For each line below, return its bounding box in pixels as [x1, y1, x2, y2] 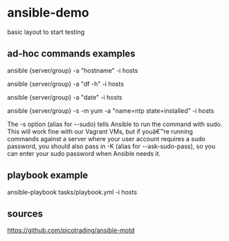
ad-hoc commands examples [7, 48, 136, 60]
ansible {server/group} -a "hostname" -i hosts [7, 66, 138, 74]
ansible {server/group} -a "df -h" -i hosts [7, 80, 125, 88]
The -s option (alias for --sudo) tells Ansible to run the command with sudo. [7, 120, 223, 128]
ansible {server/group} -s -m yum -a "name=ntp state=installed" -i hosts [7, 106, 214, 115]
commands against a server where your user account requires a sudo [7, 134, 205, 143]
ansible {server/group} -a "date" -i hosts [7, 93, 122, 101]
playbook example [7, 170, 89, 181]
